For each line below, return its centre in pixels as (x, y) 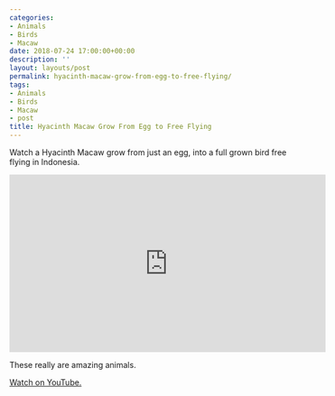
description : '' (40, 60)
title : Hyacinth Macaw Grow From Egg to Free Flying (111, 127)
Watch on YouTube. (46, 382)
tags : (19, 85)
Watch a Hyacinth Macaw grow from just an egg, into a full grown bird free (148, 152)
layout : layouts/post (50, 69)
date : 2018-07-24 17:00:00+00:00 (72, 51)
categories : (32, 18)
